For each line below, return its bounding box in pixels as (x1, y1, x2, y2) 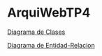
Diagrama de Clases (7, 28, 66, 36)
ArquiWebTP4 (7, 5, 91, 21)
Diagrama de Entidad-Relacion (7, 41, 96, 49)
